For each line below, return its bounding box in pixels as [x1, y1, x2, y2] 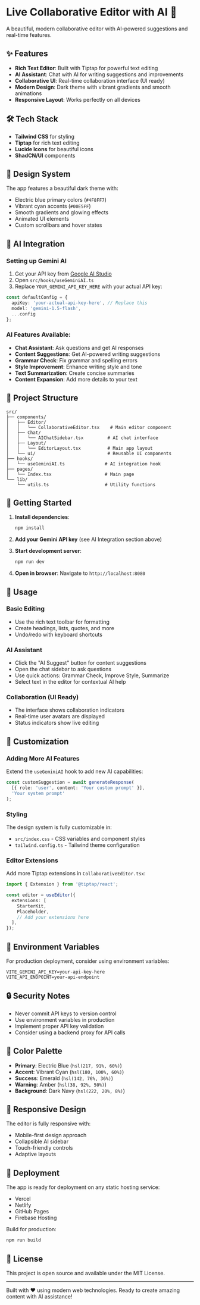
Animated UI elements [14, 215, 70, 223]
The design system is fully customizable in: [6, 824, 112, 831]
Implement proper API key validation [14, 1022, 104, 1029]
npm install [14, 525, 45, 531]
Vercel [14, 1196, 31, 1203]
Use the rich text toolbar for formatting [14, 618, 110, 625]
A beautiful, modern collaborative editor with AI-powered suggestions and [6, 25, 188, 32]
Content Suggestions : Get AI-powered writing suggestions [14, 350, 161, 358]
